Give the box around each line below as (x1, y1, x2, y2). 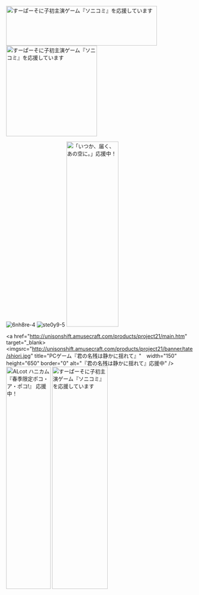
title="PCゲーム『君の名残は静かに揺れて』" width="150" (34, 353, 177, 359)
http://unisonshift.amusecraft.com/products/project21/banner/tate (31, 346, 193, 352)
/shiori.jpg (6, 353, 31, 359)
